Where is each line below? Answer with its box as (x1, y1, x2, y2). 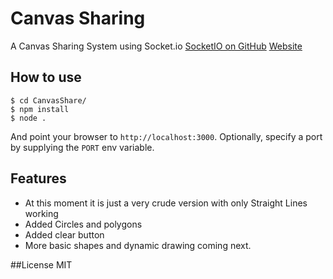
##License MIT (10, 258, 73, 271)
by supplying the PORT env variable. (10, 141, 155, 153)
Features (10, 170, 67, 187)
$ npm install (10, 104, 70, 114)
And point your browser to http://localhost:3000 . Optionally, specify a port (10, 130, 323, 142)
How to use (10, 69, 82, 86)
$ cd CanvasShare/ (10, 95, 87, 106)
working (24, 207, 59, 219)
